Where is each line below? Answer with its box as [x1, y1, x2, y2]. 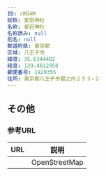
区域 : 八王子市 [7, 50, 45, 57]
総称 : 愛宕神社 [7, 17, 45, 24]
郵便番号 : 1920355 [7, 68, 57, 75]
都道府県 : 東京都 [7, 43, 50, 50]
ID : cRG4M [7, 10, 36, 17]
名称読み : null [7, 29, 47, 37]
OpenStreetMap [31, 158, 84, 168]
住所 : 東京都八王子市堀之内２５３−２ [7, 75, 100, 82]
